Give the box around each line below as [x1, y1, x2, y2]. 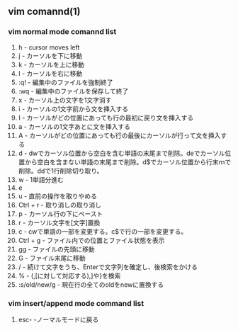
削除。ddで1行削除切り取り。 [18, 166, 103, 175]
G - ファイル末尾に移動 [18, 254, 86, 262]
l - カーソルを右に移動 [18, 69, 83, 77]
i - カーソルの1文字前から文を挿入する [18, 104, 129, 113]
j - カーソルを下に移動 [18, 51, 83, 59]
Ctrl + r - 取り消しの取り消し [18, 200, 102, 209]
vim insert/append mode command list [8, 298, 144, 308]
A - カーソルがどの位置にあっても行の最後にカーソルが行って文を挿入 [18, 131, 221, 140]
